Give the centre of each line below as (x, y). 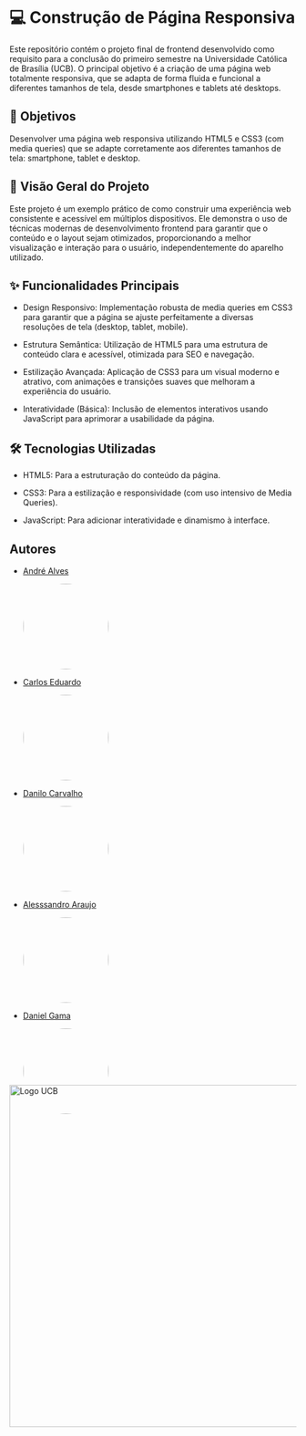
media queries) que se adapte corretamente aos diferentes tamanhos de (145, 148)
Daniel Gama (46, 1015)
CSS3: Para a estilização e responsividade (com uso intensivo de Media (157, 493)
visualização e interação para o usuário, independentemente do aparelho (147, 247)
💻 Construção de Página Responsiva (153, 18)
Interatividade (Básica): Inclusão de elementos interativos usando (145, 409)
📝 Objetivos (43, 116)
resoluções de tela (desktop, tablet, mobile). (105, 327)
